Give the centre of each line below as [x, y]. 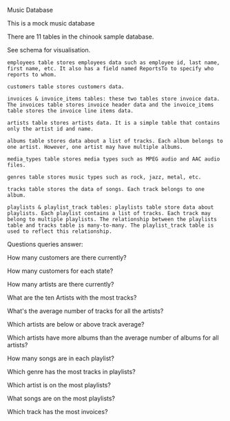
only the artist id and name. [51, 129]
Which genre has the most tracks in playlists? [71, 372]
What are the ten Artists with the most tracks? [72, 298]
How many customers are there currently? [67, 257]
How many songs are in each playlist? [61, 358]
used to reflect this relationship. [60, 232]
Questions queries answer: [45, 244]
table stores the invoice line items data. [71, 111]
